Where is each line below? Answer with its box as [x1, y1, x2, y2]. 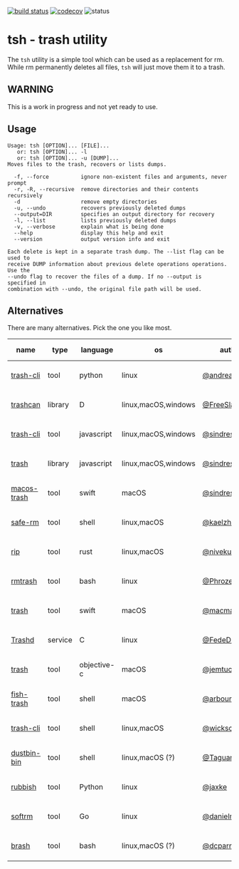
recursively [7, 192, 43, 199]
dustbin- [11, 749, 41, 759]
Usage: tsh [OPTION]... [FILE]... [7, 142, 110, 149]
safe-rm [11, 518, 39, 528]
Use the [7, 267, 31, 274]
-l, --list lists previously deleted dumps [14, 217, 176, 224]
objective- [79, 660, 115, 670]
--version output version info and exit [14, 235, 171, 242]
